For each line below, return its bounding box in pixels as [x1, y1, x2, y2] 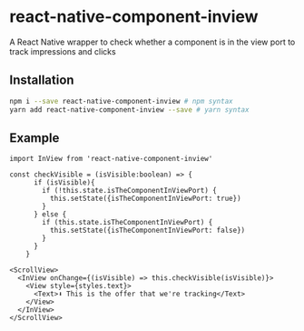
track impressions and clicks [9, 45, 116, 56]
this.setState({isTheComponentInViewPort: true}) [49, 194, 242, 204]
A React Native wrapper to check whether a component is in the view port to [9, 36, 296, 47]
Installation [9, 73, 74, 88]
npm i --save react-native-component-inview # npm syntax [9, 96, 233, 105]
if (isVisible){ [33, 178, 95, 187]
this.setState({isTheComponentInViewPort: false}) [49, 226, 246, 236]
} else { [33, 210, 67, 219]
